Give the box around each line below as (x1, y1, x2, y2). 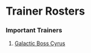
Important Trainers (5, 26, 62, 35)
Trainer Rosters (5, 4, 86, 18)
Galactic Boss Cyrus (14, 40, 66, 47)
